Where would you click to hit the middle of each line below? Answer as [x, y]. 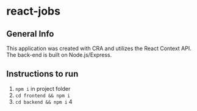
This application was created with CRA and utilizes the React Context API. [99, 48]
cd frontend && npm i [42, 96]
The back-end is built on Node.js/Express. [59, 55]
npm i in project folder [43, 88]
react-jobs [34, 11]
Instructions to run [42, 74]
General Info [30, 34]
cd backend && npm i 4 [44, 101]
